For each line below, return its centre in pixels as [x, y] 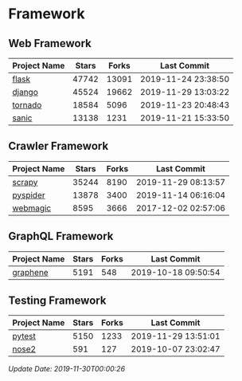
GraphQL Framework [61, 236]
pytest [24, 336]
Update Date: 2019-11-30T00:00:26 [67, 369]
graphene [31, 272]
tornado [27, 105]
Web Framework [50, 43]
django [25, 92]
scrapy [25, 182]
